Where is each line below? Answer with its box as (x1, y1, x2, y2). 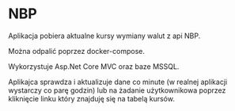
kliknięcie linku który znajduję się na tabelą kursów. (8, 94, 176, 103)
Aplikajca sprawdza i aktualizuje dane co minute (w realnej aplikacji (8, 77, 228, 86)
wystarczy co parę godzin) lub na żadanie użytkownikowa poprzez (8, 85, 226, 95)
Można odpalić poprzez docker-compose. (8, 46, 145, 55)
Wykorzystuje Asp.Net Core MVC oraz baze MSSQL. (8, 61, 180, 71)
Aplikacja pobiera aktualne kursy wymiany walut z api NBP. (8, 31, 201, 40)
